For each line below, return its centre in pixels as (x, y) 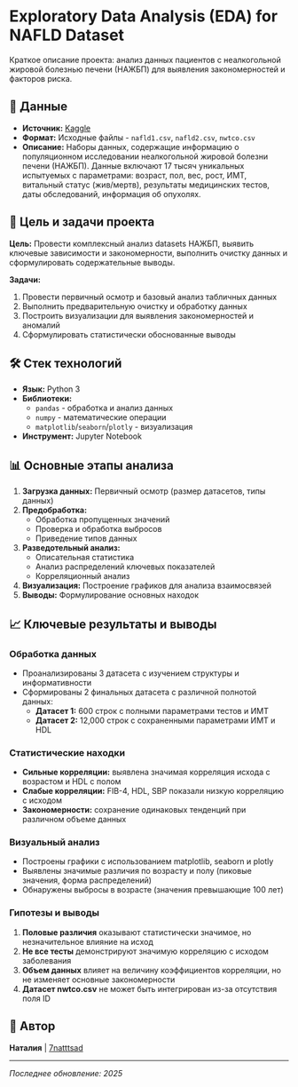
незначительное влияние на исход (87, 941)
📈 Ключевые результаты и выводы (113, 624)
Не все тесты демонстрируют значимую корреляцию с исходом (145, 951)
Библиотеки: (47, 399)
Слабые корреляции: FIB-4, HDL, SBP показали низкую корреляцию (153, 791)
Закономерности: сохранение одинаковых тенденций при (134, 810)
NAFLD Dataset (67, 35)
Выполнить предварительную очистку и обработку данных (135, 306)
